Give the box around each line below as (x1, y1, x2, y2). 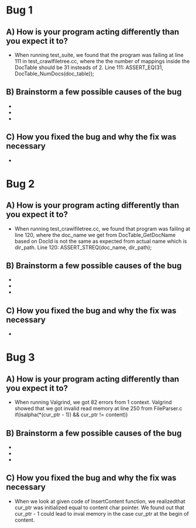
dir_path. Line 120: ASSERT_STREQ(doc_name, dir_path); (14, 244, 152, 251)
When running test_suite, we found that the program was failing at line (14, 52, 184, 59)
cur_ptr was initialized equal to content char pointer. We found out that (14, 504, 184, 511)
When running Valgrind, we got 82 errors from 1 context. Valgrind (14, 399, 172, 406)
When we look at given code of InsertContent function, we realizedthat (14, 498, 185, 505)
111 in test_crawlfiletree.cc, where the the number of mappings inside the (14, 58, 190, 64)
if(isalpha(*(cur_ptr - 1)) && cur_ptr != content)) (14, 411, 128, 419)
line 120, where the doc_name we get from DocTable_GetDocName (14, 231, 176, 238)
